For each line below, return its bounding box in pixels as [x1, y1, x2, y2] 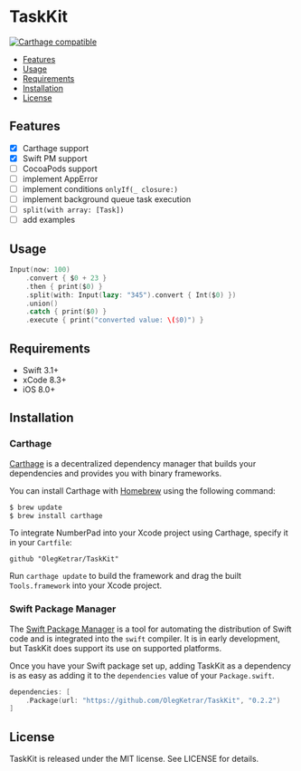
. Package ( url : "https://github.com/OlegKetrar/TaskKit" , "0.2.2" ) [25, 696, 281, 705]
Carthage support [22, 142, 89, 153]
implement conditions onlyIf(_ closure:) [22, 184, 179, 194]
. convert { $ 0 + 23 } [25, 274, 107, 283]
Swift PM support [22, 152, 88, 164]
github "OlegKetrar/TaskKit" [9, 554, 119, 564]
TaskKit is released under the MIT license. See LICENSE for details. [9, 754, 259, 765]
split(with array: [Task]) [22, 206, 125, 215]
